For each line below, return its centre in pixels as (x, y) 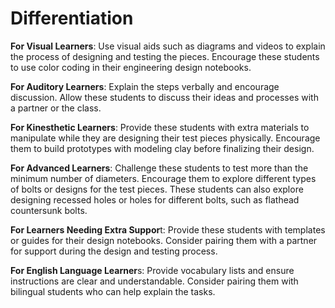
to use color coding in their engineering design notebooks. (131, 67)
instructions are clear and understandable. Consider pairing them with (154, 281)
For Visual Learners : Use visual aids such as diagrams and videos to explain (168, 46)
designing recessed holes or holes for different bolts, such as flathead (155, 199)
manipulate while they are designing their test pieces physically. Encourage (165, 138)
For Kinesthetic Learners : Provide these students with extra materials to (160, 127)
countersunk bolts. (49, 210)
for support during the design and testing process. (114, 251)
